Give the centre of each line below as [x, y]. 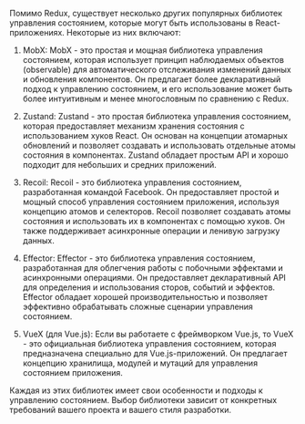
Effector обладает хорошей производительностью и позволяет [145, 297]
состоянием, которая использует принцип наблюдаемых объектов [153, 60]
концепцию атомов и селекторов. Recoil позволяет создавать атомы [157, 212]
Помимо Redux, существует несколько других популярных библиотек [146, 13]
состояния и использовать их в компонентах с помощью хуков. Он [153, 221]
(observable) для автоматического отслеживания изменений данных [157, 69]
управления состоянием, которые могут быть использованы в [131, 23]
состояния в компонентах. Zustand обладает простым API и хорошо [155, 155]
